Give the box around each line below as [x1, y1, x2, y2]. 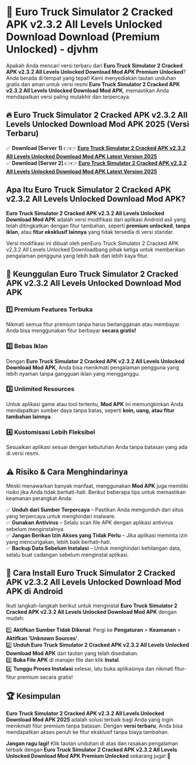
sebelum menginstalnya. [6, 525, 66, 532]
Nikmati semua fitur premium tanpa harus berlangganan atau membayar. [6, 321, 181, 328]
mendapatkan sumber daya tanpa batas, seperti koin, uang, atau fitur [6, 407, 175, 414]
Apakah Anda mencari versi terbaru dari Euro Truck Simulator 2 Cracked [6, 62, 183, 69]
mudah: [6, 614, 25, 621]
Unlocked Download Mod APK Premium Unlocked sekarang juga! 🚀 [6, 752, 171, 759]
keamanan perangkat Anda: [6, 495, 73, 502]
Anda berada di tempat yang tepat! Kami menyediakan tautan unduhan [6, 74, 177, 81]
